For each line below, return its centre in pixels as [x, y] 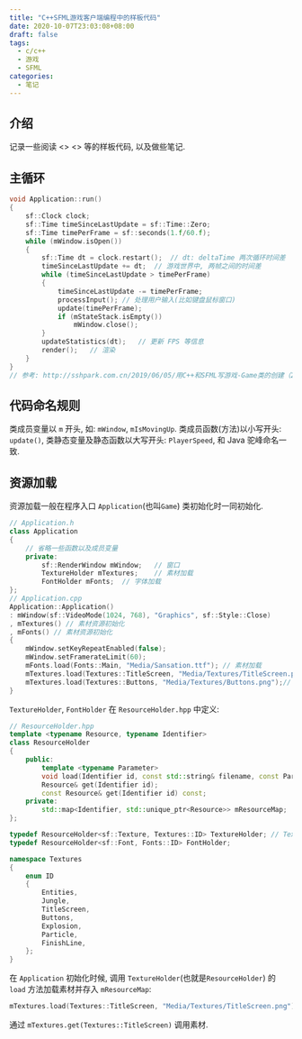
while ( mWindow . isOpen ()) [74, 241]
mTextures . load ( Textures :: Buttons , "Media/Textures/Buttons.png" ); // [159, 682]
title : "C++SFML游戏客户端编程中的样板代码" [85, 18]
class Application [44, 532]
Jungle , [56, 901]
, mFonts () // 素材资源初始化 [61, 632]
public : [40, 760]
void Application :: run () [56, 199]
